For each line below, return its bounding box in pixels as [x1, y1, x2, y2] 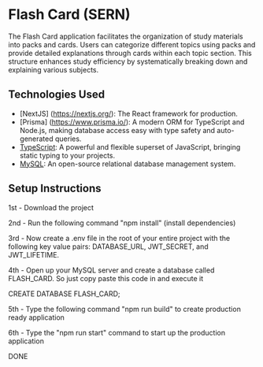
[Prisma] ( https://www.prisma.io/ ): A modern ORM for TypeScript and [19, 117, 245, 127]
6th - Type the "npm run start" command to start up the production [8, 328, 226, 337]
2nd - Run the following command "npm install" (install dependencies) [8, 218, 236, 228]
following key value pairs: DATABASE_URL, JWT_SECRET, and [8, 242, 209, 251]
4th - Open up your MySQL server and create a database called [8, 265, 215, 275]
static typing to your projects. [19, 150, 116, 160]
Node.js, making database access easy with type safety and [19, 125, 215, 135]
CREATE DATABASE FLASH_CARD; [8, 289, 120, 298]
